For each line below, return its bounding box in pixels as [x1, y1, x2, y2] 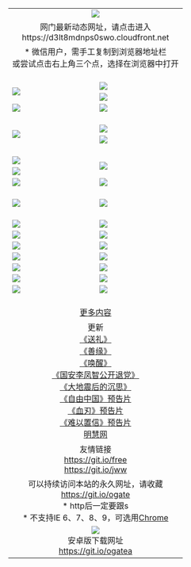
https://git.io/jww [63, 464, 128, 475]
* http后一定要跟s [62, 500, 129, 511]
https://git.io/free [63, 454, 128, 465]
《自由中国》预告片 [59, 393, 132, 404]
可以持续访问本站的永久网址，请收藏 [28, 478, 164, 489]
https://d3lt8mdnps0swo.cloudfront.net [21, 32, 170, 43]
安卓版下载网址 [67, 534, 124, 546]
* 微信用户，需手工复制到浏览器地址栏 [24, 46, 167, 57]
